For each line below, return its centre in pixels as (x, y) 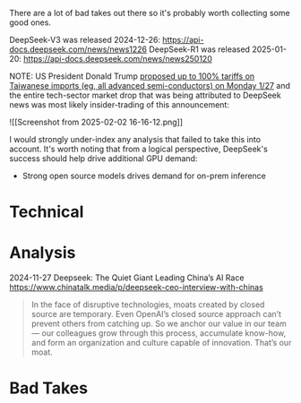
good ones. (30, 22)
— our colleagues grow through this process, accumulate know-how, (159, 333)
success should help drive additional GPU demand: (103, 159)
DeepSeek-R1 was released (200, 49)
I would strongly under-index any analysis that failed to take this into (135, 139)
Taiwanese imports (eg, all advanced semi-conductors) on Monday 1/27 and (150, 86)
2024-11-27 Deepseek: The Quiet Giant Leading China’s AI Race (127, 278)
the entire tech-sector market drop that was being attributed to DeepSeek (145, 95)
